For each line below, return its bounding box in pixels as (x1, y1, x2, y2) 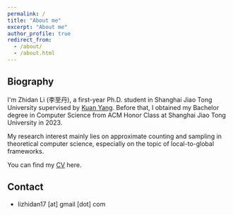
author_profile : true (7, 30, 71, 37)
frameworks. (7, 147, 44, 155)
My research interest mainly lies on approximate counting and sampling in (7, 132, 222, 140)
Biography (7, 75, 54, 88)
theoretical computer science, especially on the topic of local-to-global (7, 139, 214, 148)
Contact (7, 181, 44, 193)
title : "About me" (7, 17, 61, 24)
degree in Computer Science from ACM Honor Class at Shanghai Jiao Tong (7, 111, 226, 119)
